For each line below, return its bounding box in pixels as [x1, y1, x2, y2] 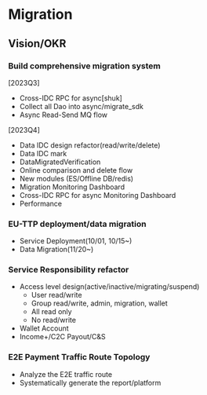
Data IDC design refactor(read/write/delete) [19, 140, 161, 150]
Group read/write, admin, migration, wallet [31, 298, 169, 308]
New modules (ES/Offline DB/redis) [19, 174, 134, 183]
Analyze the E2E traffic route [19, 369, 112, 379]
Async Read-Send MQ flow [19, 110, 108, 119]
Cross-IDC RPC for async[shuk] [19, 93, 123, 103]
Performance [19, 199, 63, 208]
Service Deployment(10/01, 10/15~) [19, 236, 133, 246]
